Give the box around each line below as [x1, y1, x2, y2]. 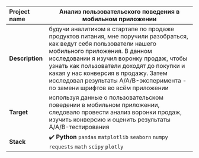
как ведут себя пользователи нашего [49, 39, 157, 48]
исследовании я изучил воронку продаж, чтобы [49, 54, 188, 62]
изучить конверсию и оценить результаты [49, 116, 171, 123]
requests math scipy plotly [49, 144, 124, 150]
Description [9, 54, 43, 62]
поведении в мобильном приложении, [49, 101, 160, 108]
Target [9, 108, 28, 116]
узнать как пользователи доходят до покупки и [49, 62, 185, 70]
